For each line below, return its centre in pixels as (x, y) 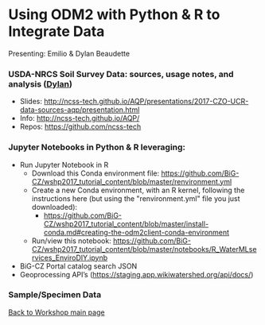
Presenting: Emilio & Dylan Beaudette (69, 53)
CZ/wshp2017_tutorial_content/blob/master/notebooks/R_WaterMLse (144, 249)
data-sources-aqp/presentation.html (80, 110)
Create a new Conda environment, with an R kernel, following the (138, 190)
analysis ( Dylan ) (41, 83)
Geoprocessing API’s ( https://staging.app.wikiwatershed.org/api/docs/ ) (136, 274)
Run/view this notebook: (71, 241)
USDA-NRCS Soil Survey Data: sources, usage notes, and (121, 74)
